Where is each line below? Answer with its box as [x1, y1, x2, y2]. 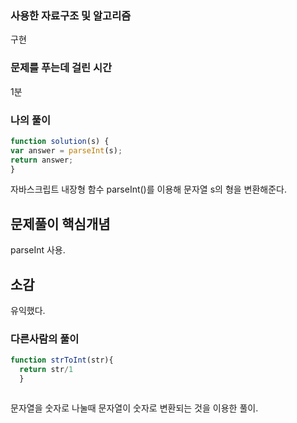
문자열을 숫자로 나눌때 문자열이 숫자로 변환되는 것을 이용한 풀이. [10, 402, 259, 414]
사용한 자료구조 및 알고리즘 [10, 8, 132, 22]
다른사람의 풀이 [10, 332, 80, 346]
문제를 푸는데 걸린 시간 [10, 61, 113, 75]
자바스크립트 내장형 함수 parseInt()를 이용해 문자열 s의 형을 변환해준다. [10, 183, 288, 196]
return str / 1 [19, 365, 74, 375]
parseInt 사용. [10, 244, 66, 256]
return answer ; [10, 155, 74, 165]
